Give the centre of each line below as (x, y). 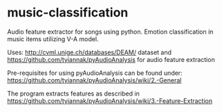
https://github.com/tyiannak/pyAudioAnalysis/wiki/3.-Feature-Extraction (110, 100)
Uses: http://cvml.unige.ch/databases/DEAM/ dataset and (89, 52)
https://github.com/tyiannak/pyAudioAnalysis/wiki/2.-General (94, 80)
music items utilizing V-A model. (53, 38)
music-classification (68, 13)
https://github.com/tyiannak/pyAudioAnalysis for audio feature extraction (111, 59)
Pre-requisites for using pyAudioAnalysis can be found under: (95, 73)
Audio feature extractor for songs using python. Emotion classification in (110, 32)
